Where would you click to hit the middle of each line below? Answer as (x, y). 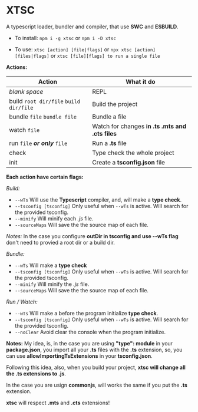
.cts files (104, 133)
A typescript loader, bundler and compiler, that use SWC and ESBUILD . (92, 27)
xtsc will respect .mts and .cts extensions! (58, 403)
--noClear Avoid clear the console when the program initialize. (90, 332)
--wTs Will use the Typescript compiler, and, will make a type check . (98, 200)
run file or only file (38, 143)
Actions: (17, 67)
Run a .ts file (109, 143)
